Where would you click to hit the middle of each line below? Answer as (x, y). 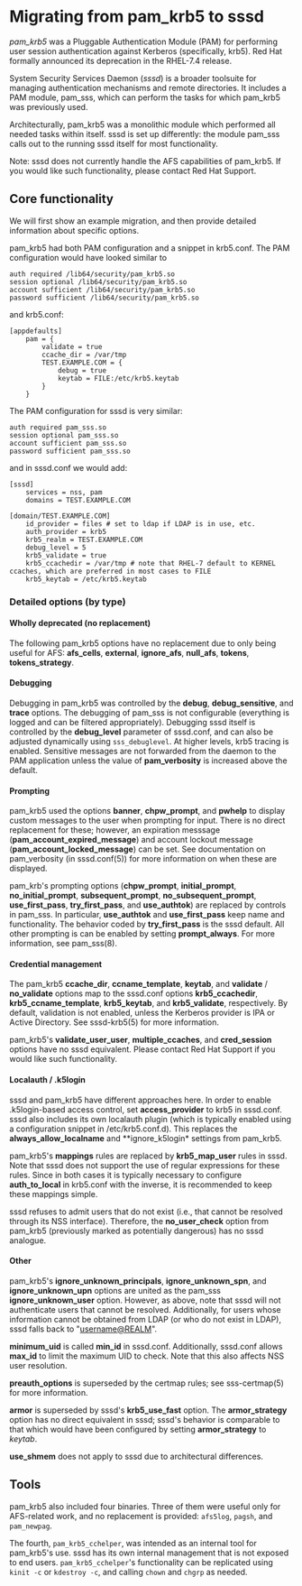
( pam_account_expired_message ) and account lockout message (132, 840)
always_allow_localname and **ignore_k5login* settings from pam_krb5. (146, 1138)
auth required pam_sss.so (58, 427)
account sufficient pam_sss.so (68, 443)
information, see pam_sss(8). (63, 944)
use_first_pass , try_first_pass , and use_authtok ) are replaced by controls (148, 905)
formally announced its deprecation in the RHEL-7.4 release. (121, 60)
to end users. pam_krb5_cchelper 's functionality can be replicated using (141, 1562)
